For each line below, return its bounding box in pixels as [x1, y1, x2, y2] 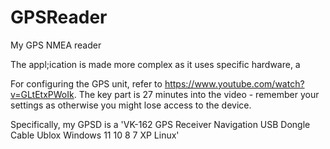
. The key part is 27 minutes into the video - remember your [73, 88, 320, 100]
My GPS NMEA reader [10, 39, 102, 51]
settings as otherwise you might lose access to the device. [10, 99, 252, 111]
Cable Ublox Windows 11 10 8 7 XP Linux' [10, 129, 180, 141]
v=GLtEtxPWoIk [10, 88, 75, 100]
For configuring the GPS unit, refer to [10, 77, 163, 90]
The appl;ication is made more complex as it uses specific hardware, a [10, 58, 301, 70]
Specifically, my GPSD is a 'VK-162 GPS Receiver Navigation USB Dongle [10, 118, 311, 130]
